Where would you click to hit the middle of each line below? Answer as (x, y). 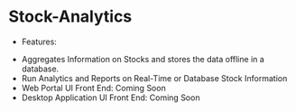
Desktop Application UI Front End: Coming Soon (111, 98)
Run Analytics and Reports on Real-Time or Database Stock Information (154, 78)
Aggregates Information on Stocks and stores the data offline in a (143, 59)
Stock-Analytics (70, 17)
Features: (39, 42)
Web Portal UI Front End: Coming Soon (93, 88)
